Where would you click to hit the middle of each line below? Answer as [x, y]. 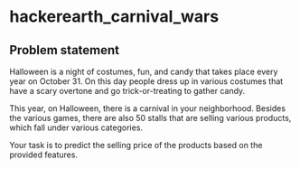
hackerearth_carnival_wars [114, 17]
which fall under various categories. [76, 127]
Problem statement [65, 50]
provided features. [44, 155]
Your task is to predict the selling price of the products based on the [136, 145]
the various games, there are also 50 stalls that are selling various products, [150, 118]
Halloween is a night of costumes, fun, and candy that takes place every [144, 71]
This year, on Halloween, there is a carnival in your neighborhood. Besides [148, 108]
